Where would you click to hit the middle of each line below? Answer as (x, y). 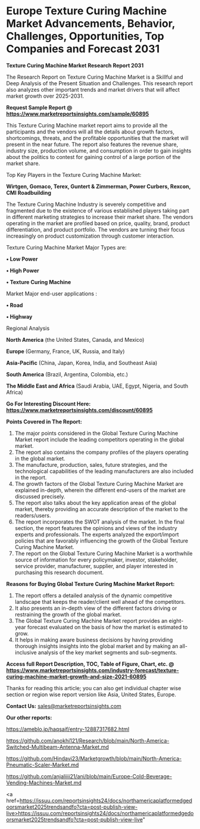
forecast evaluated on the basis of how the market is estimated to (107, 627)
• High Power (23, 270)
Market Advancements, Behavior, (91, 24)
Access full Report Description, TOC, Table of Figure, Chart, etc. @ (90, 664)
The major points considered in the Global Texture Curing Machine (96, 433)
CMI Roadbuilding (29, 192)
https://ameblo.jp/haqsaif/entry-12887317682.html (68, 729)
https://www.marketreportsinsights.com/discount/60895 (79, 410)
